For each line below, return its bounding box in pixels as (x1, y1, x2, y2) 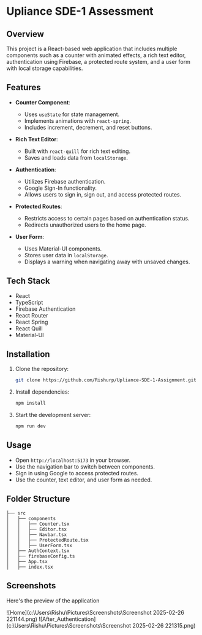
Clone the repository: (15, 365, 69, 373)
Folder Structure (6, 494, 70, 504)
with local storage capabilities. (6, 64, 83, 72)
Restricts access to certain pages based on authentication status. (24, 214, 190, 222)
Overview (6, 29, 45, 39)
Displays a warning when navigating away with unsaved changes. (24, 258, 190, 265)
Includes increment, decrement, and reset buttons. (24, 123, 152, 131)
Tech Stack (6, 276, 50, 286)
